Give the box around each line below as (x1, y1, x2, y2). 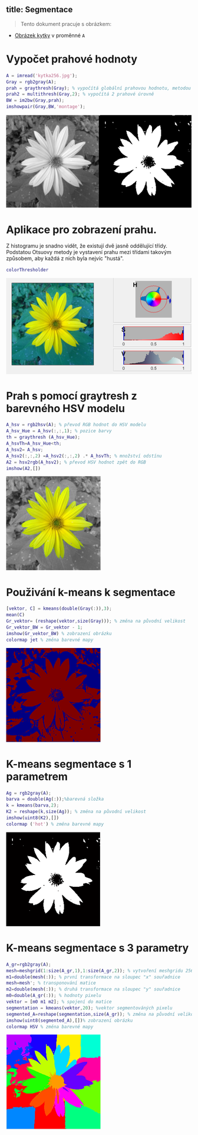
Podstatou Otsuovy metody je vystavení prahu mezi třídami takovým (6, 249, 172, 256)
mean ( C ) (6, 612, 25, 618)
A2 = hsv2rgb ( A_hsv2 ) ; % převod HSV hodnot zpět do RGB (6, 459, 146, 465)
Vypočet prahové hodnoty (6, 52, 137, 65)
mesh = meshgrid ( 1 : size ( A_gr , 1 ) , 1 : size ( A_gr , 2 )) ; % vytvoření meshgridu (6, 968, 183, 973)
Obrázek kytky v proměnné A (14, 32, 85, 39)
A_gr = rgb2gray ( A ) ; (6, 961, 51, 968)
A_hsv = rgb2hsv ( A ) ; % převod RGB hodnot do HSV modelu (6, 422, 146, 428)
